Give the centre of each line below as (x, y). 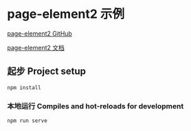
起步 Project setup (46, 72)
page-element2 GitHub (40, 33)
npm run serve (27, 121)
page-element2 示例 (66, 14)
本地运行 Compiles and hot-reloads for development (95, 106)
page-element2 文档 (36, 47)
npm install (24, 87)
